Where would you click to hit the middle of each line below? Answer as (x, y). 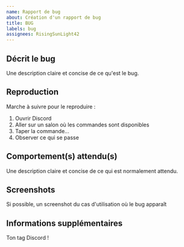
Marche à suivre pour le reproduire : (51, 107)
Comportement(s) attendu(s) (62, 156)
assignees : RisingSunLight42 (43, 34)
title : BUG (20, 23)
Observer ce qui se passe (47, 137)
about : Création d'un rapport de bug (54, 17)
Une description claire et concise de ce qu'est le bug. (73, 73)
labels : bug (21, 29)
